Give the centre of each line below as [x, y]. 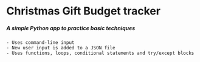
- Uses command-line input [40, 43]
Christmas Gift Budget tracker [84, 11]
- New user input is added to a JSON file [61, 48]
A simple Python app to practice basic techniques [71, 28]
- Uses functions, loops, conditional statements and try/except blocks [100, 53]
